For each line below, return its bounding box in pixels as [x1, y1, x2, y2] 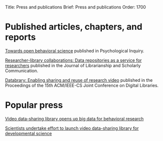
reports [5, 32, 36, 43]
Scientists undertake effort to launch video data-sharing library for [5, 125, 139, 131]
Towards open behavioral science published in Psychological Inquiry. [5, 47, 144, 53]
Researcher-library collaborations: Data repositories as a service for [5, 57, 142, 63]
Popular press [5, 100, 63, 111]
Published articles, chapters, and [5, 22, 143, 32]
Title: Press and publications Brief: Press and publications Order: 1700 [5, 4, 146, 10]
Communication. [5, 68, 38, 73]
